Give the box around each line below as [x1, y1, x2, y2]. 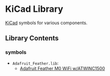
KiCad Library [5, 3, 64, 15]
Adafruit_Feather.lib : [12, 60, 59, 66]
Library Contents [5, 34, 59, 42]
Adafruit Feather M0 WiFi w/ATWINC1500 [19, 65, 106, 71]
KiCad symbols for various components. [5, 20, 88, 26]
